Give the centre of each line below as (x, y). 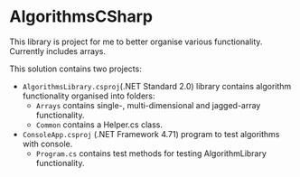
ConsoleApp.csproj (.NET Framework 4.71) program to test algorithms (151, 134)
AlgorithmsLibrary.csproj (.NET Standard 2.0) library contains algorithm (157, 86)
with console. (47, 144)
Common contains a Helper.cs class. (99, 125)
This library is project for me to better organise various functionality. (136, 42)
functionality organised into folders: (89, 96)
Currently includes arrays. (58, 51)
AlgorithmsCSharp (81, 17)
